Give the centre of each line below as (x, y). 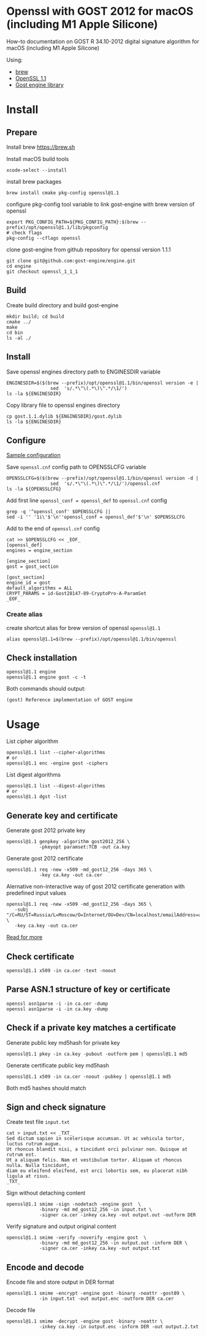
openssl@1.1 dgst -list (37, 797)
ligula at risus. (29, 1176)
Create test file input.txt (38, 1122)
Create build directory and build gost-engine (63, 305)
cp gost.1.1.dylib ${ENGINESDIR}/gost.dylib (64, 416)
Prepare (22, 132)
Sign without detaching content (46, 1193)
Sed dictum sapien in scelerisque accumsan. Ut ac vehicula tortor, (96, 1139)
